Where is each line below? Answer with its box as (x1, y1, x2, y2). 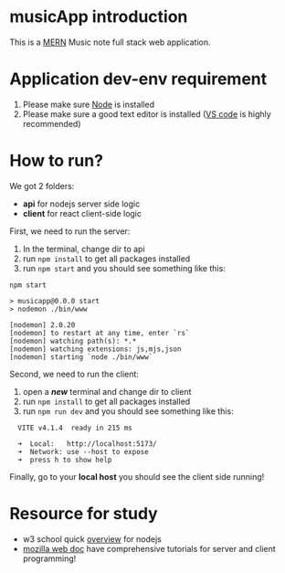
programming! (22, 553, 77, 564)
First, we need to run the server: (9, 226, 131, 237)
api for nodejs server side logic (22, 198, 141, 209)
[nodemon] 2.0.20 (9, 320, 76, 330)
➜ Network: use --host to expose (17, 447, 149, 456)
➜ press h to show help (17, 455, 112, 464)
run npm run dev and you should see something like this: (22, 405, 235, 417)
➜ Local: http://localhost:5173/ (17, 439, 157, 449)
